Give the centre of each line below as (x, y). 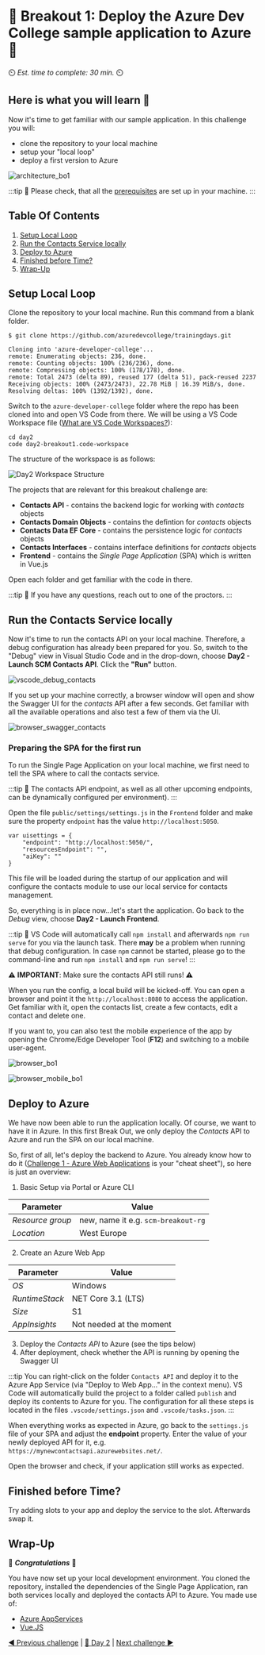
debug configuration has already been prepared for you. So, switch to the (128, 648)
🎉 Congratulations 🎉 (42, 1562)
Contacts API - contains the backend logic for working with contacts (132, 505)
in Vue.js (34, 564)
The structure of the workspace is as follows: (82, 459)
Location (28, 1234)
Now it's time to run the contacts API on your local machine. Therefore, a (127, 639)
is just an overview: (40, 1172)
